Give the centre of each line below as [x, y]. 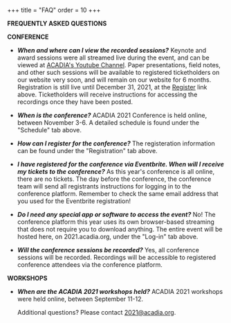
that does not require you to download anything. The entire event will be [120, 229]
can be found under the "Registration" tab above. [87, 151]
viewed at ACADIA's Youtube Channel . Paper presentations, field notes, [119, 65]
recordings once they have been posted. [75, 102]
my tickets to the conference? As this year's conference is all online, [116, 172]
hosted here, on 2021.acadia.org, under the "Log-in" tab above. [108, 236]
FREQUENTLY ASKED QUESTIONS [57, 23]
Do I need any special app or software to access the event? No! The [116, 215]
